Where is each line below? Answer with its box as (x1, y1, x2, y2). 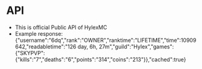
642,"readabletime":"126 (14, 43, 77, 50)
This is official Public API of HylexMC (14, 24, 107, 31)
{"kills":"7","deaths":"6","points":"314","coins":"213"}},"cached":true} (14, 56, 186, 63)
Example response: (14, 30, 63, 37)
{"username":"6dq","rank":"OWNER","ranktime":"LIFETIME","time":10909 (14, 36, 197, 44)
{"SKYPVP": (14, 49, 45, 56)
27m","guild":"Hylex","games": (98, 43, 174, 50)
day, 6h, (77, 43, 98, 50)
